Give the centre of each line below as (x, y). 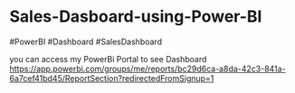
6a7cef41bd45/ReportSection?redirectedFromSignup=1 (112, 78)
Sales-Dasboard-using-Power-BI (136, 17)
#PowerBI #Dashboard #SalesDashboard (86, 42)
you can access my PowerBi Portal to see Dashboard (108, 59)
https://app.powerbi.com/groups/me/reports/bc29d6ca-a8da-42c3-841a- (148, 69)
